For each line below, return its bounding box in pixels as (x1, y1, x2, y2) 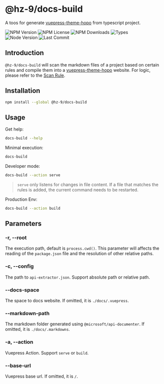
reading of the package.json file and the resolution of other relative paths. (5, 251, 154, 256)
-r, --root (5, 234, 27, 241)
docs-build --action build (5, 206, 61, 211)
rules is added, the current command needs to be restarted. (17, 187, 139, 192)
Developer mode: (5, 163, 40, 169)
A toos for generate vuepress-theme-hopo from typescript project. (5, 20, 141, 26)
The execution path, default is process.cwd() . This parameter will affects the (5, 245, 160, 252)
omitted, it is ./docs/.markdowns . (5, 326, 70, 332)
